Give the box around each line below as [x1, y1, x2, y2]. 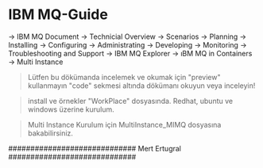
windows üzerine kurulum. [27, 105, 115, 114]
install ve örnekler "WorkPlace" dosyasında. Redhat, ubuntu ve [27, 96, 233, 105]
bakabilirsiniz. [27, 128, 74, 138]
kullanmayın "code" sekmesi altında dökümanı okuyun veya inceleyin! [27, 81, 256, 90]
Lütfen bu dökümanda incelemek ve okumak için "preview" [27, 72, 221, 82]
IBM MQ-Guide [8, 6, 109, 24]
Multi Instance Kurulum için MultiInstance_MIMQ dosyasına [27, 120, 222, 129]
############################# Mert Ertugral [8, 143, 181, 153]
